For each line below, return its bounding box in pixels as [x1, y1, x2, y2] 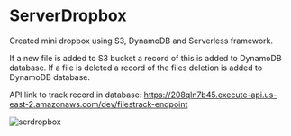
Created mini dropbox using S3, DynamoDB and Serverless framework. [9, 35, 273, 46]
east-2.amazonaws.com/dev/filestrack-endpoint [9, 98, 188, 109]
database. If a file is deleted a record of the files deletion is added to [9, 62, 263, 73]
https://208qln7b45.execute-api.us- [143, 89, 277, 100]
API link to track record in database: [9, 89, 142, 100]
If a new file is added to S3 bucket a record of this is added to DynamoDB [9, 52, 282, 63]
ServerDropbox [9, 5, 127, 26]
